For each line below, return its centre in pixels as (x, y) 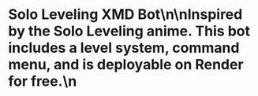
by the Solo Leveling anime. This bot (129, 31)
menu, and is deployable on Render (126, 65)
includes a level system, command (124, 48)
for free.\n (43, 81)
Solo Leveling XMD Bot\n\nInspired (125, 15)
